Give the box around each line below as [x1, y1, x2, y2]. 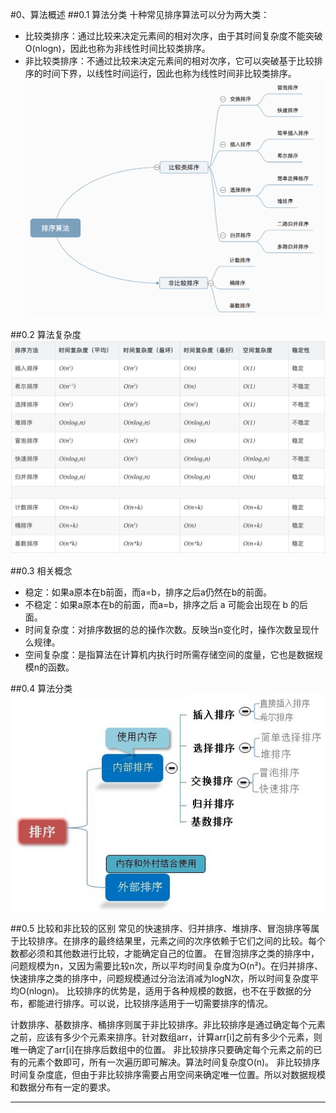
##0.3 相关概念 [10, 565, 73, 577]
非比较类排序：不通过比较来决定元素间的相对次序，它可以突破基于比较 [24, 55, 315, 67]
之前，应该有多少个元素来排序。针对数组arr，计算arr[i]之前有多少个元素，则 [10, 1031, 323, 1043]
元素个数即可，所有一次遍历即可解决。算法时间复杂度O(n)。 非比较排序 [27, 1056, 321, 1068]
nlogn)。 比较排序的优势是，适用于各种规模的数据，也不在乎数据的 [28, 984, 303, 997]
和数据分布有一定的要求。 [10, 1081, 116, 1093]
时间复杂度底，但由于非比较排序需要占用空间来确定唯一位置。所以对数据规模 [10, 1068, 326, 1080]
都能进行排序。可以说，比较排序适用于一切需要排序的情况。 [27, 997, 273, 1009]
